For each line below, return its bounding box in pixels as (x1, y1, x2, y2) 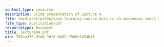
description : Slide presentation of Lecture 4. (5, 12, 104, 17)
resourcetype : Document (5, 25, 54, 30)
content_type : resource (5, 7, 54, 12)
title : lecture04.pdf (5, 30, 49, 35)
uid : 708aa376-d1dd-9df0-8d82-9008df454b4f (5, 35, 95, 40)
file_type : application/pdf (5, 21, 62, 26)
